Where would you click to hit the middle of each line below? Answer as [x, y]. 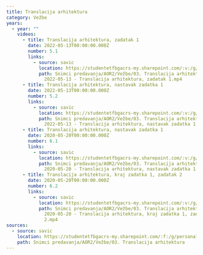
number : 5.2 [43, 96]
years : [14, 23]
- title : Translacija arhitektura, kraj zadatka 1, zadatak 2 [102, 175]
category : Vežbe [27, 18]
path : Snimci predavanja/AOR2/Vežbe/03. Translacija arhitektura [101, 242]
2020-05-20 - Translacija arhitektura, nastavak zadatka [117, 169]
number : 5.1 [43, 51]
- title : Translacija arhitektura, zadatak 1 [80, 40]
